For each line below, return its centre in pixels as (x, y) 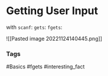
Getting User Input (52, 11)
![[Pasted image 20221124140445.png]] (54, 38)
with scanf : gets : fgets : (34, 27)
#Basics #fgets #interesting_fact (45, 67)
